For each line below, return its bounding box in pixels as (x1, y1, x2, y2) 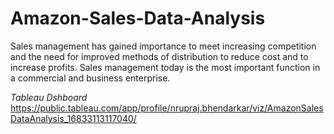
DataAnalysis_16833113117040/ (10, 112, 137, 124)
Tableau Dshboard (10, 91, 88, 103)
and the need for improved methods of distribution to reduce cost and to (10, 50, 309, 62)
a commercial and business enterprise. (10, 72, 171, 84)
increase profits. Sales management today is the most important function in (10, 61, 321, 73)
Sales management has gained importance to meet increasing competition (10, 40, 317, 52)
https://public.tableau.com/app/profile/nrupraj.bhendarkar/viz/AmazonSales (10, 102, 324, 114)
